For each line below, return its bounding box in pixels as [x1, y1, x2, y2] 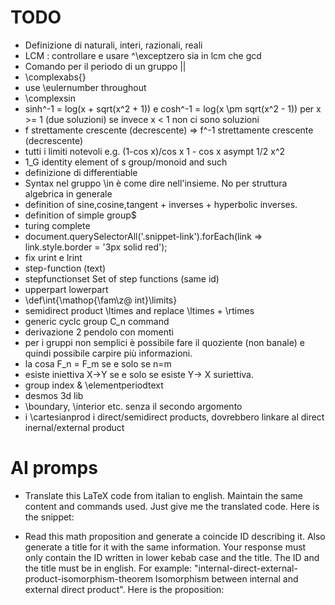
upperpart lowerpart [24, 283, 109, 295]
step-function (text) [24, 262, 107, 274]
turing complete [24, 219, 91, 231]
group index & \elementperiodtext [24, 379, 164, 391]
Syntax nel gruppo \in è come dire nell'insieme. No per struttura [24, 177, 288, 189]
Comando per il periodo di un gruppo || [24, 60, 187, 72]
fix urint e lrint [24, 251, 83, 263]
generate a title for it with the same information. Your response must [24, 541, 307, 553]
